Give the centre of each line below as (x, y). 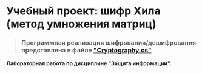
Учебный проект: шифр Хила (83, 11)
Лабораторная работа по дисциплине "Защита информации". (89, 63)
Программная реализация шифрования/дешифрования (109, 43)
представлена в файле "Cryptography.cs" (86, 51)
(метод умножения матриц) (81, 24)
